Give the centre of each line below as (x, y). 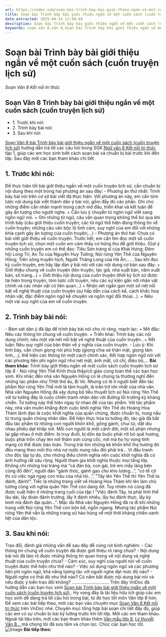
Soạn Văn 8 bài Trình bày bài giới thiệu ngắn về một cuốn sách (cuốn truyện (82, 142)
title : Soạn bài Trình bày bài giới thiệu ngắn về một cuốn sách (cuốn (80, 14)
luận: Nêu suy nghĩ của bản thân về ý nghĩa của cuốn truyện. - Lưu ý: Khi (79, 345)
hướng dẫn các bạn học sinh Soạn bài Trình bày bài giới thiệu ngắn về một (81, 588)
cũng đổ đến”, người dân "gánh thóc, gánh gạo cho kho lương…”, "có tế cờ (81, 471)
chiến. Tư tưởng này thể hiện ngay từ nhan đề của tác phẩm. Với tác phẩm (80, 402)
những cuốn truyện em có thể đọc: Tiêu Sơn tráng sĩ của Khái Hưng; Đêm (80, 249)
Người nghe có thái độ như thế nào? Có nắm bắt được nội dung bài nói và (80, 577)
